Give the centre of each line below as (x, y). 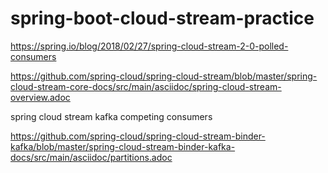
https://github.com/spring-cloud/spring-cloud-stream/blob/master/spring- (164, 76)
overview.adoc (40, 97)
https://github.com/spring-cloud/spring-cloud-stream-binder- (138, 136)
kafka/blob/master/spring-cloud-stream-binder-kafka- (123, 146)
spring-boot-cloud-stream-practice (162, 18)
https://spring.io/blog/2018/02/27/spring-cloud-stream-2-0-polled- (149, 46)
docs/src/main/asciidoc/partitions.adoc (91, 157)
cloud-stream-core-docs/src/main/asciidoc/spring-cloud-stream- (146, 86)
